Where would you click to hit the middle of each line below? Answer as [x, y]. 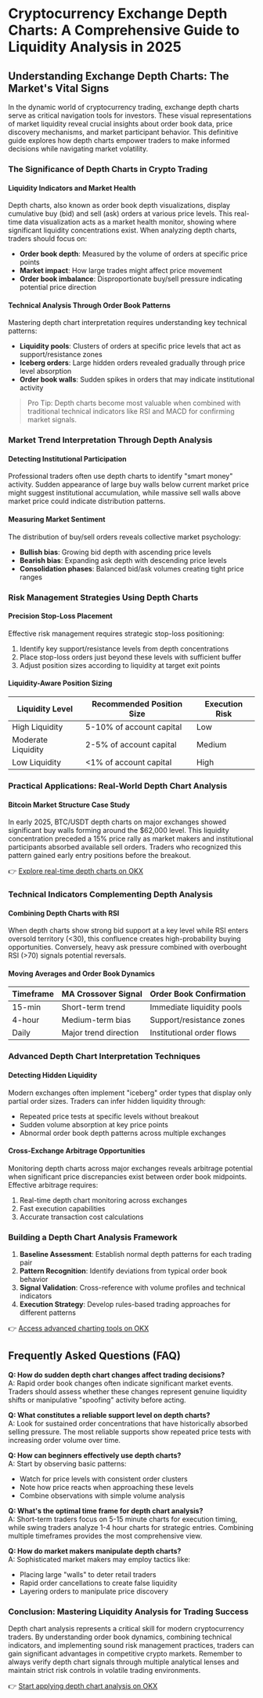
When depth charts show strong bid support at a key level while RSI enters [128, 930]
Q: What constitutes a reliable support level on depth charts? [109, 1415]
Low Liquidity [37, 762]
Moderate [30, 739]
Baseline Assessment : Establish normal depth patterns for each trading [135, 1254]
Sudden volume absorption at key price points [94, 1124]
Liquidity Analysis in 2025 [95, 47]
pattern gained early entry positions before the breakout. [100, 856]
